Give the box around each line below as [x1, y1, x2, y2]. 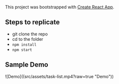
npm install [12, 42, 37, 47]
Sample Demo [5, 61, 49, 69]
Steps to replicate [5, 18, 60, 26]
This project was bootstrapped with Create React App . [5, 4, 115, 10]
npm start [12, 47, 33, 52]
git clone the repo [12, 31, 48, 37]
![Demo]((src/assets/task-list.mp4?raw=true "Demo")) [5, 73, 114, 79]
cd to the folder [12, 36, 43, 42]
